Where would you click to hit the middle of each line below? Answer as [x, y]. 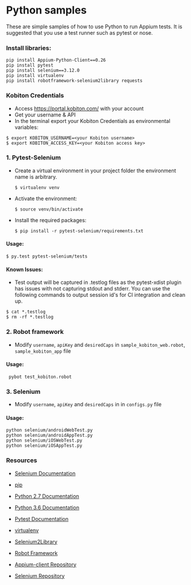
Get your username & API [45, 115]
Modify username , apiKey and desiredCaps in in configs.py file [88, 405]
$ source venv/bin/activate [49, 209]
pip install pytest [30, 65]
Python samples [46, 10]
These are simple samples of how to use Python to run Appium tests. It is [94, 26]
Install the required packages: [50, 220]
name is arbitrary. [36, 176]
